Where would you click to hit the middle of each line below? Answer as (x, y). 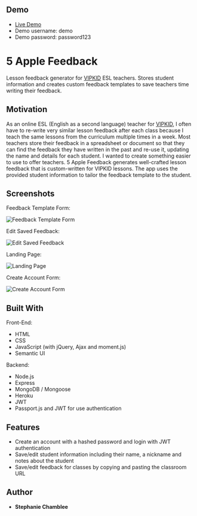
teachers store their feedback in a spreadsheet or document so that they (96, 143)
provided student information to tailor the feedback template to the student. (99, 175)
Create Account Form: (33, 277)
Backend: (18, 365)
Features (23, 427)
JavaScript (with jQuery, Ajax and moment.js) (70, 347)
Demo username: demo (44, 31)
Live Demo (28, 24)
